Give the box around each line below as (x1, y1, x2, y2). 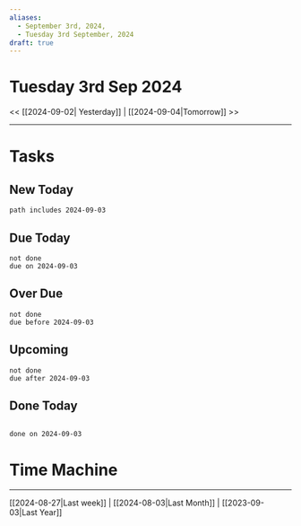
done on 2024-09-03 (9, 430, 82, 439)
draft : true (9, 38, 54, 48)
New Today (9, 181, 74, 197)
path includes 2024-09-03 (9, 206, 106, 215)
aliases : (9, 13, 42, 22)
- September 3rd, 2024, (17, 22, 106, 31)
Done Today (9, 399, 78, 414)
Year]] (39, 507, 63, 518)
